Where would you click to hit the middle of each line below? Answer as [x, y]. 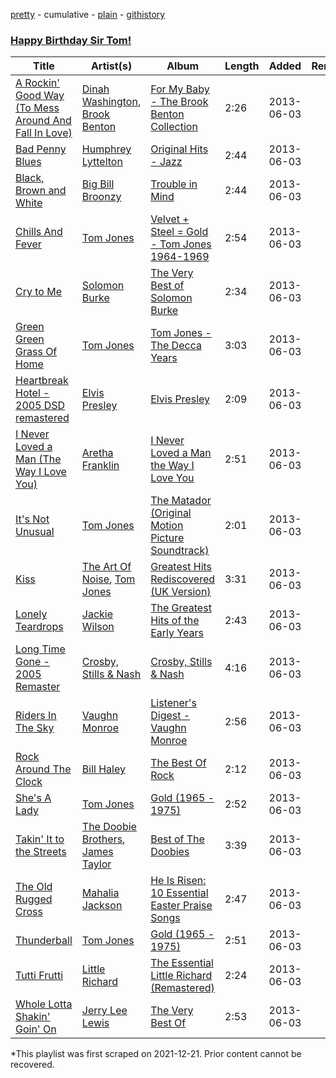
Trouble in [174, 184]
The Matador [181, 501]
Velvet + [170, 219]
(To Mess [37, 108]
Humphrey [106, 149]
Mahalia [100, 893]
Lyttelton [102, 162]
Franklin [100, 466]
